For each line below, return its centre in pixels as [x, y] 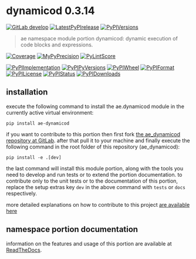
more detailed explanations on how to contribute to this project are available [98, 204]
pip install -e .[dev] [34, 157]
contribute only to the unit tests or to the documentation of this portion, [92, 181]
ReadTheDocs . [24, 250]
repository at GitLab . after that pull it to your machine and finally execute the [98, 140]
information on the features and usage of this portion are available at [89, 243]
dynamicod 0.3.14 [50, 11]
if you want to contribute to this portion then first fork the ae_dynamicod [93, 134]
